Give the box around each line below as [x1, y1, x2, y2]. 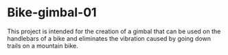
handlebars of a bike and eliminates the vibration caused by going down [7, 34, 212, 42]
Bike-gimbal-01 [7, 5, 98, 20]
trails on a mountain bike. [7, 41, 79, 50]
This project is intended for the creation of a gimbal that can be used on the [7, 27, 221, 35]
